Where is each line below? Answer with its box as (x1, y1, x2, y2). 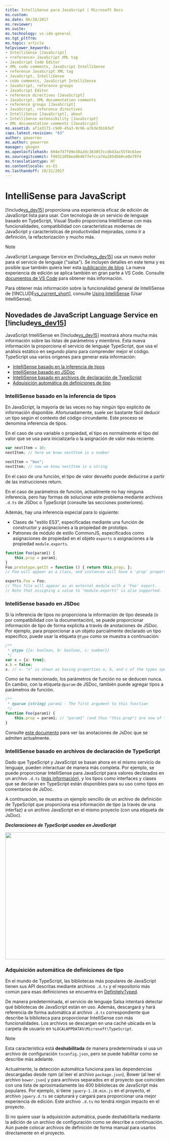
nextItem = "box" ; (5, 459, 44, 464)
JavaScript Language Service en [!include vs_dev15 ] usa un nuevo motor (5, 254, 156, 260)
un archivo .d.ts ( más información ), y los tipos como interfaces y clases (5, 775, 157, 781)
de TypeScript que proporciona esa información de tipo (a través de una (5, 802, 156, 808)
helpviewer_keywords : (5, 45, 51, 50)
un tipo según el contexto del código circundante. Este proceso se (5, 415, 144, 421)
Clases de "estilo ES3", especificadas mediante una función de (12, 519, 144, 525)
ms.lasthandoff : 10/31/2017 (5, 168, 65, 173)
